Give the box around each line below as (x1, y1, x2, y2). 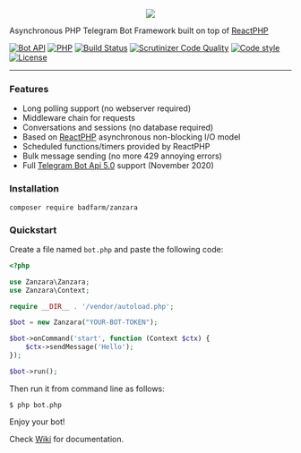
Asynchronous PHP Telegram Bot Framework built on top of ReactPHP (9, 25, 269, 36)
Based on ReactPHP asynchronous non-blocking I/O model (21, 132, 241, 142)
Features (9, 82, 49, 95)
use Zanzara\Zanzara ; (9, 278, 90, 286)
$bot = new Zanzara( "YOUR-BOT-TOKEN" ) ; (9, 318, 159, 327)
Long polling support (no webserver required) (21, 103, 192, 114)
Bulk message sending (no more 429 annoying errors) (21, 150, 222, 161)
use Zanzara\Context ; (9, 286, 90, 295)
